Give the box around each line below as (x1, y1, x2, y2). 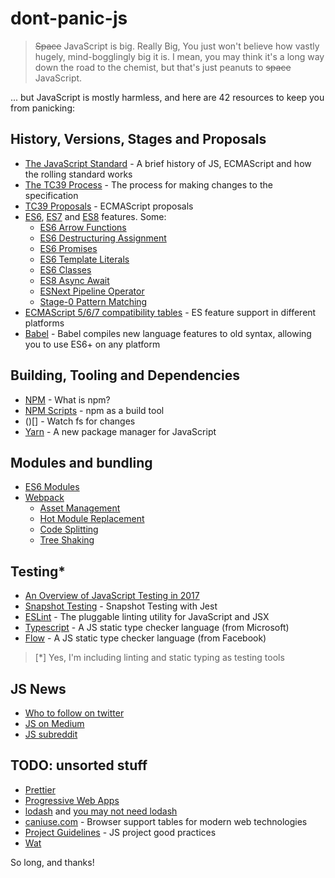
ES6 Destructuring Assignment (39, 232, 167, 244)
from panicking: (10, 102, 76, 114)
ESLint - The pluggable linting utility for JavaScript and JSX (24, 611, 270, 623)
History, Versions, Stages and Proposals (10, 131, 267, 148)
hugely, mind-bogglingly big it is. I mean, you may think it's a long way (34, 50, 325, 62)
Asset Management (39, 502, 121, 514)
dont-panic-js (10, 7, 128, 30)
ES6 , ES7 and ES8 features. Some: (24, 210, 167, 222)
